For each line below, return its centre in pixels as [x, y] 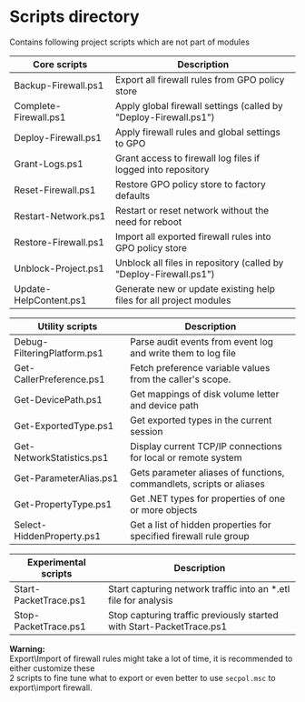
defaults [133, 196]
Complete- [38, 105]
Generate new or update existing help [195, 288]
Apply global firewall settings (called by [199, 105]
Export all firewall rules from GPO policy [200, 79]
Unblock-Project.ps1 [59, 268]
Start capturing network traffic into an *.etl [199, 588]
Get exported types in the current [201, 420]
